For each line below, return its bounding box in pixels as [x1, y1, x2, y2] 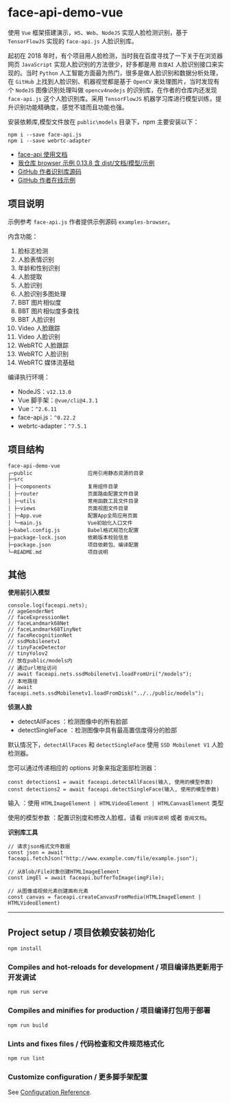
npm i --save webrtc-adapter [8, 137, 91, 144]
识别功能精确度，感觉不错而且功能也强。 [13, 103, 128, 111]
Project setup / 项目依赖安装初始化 [8, 927, 156, 938]
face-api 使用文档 [17, 150, 68, 159]
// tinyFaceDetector [8, 644, 67, 651]
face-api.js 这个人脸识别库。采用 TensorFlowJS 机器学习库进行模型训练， [8, 94, 216, 102]
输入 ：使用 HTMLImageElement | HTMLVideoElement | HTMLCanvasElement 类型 [8, 799, 224, 807]
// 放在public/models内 [8, 658, 73, 664]
